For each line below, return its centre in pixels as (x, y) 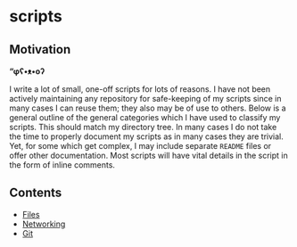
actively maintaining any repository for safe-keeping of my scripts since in (145, 99)
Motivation (40, 49)
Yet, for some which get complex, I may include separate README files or (140, 146)
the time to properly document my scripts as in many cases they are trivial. (146, 136)
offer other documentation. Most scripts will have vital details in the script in (148, 155)
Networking (44, 224)
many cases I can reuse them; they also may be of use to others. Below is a (148, 108)
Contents (36, 193)
